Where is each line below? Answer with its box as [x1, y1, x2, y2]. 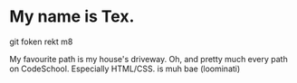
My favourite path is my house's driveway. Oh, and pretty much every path [9, 53, 288, 64]
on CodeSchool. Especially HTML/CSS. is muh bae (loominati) [9, 63, 241, 74]
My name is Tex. [9, 6, 135, 27]
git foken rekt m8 [9, 36, 73, 47]
